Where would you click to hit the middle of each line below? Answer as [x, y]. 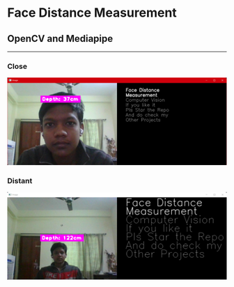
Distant [20, 181]
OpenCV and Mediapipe [60, 39]
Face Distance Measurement [92, 13]
